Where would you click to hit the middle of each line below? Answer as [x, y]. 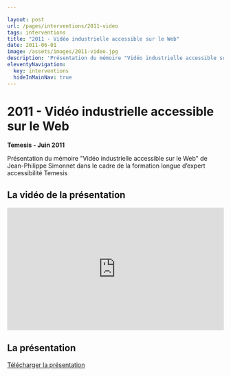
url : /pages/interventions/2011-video [63, 26]
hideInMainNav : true [43, 77]
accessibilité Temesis [37, 173]
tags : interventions [37, 32]
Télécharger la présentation [46, 365]
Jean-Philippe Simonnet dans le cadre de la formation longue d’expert [106, 166]
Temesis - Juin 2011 [36, 145]
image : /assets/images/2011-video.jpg [63, 52]
